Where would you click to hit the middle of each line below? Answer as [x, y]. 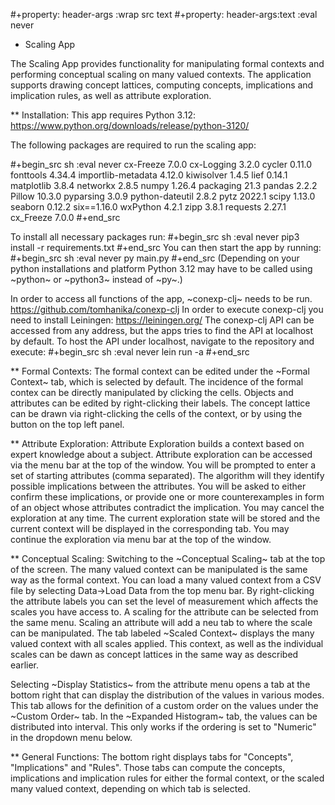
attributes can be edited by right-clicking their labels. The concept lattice [160, 403]
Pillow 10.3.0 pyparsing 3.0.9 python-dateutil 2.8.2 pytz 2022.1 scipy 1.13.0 [163, 196]
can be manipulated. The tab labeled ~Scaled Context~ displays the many [162, 633]
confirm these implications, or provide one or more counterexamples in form [167, 497]
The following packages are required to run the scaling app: [133, 145]
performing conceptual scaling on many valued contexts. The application [161, 74]
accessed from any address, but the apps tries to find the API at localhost [162, 330]
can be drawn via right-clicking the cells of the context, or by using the [156, 413]
